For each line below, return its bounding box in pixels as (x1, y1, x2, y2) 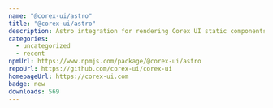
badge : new (8, 80, 45, 88)
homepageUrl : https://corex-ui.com (8, 72, 129, 80)
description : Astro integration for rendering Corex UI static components (8, 27, 267, 35)
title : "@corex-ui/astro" (8, 19, 96, 28)
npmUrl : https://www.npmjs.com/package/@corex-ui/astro (8, 58, 201, 66)
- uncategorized (15, 42, 71, 50)
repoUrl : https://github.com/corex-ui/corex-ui (8, 65, 173, 73)
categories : (8, 34, 49, 43)
